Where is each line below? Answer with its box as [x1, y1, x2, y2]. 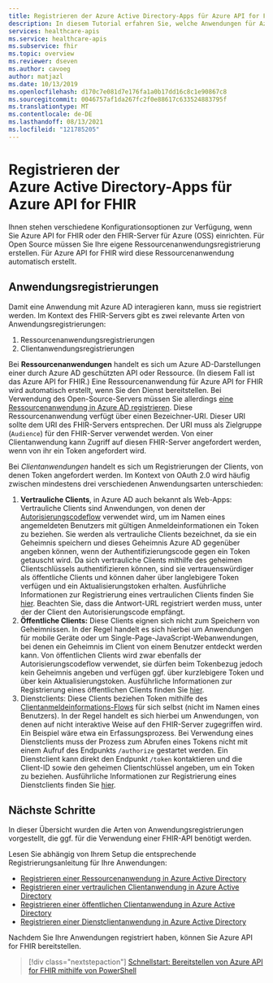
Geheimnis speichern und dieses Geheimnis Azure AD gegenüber [19, 538, 240, 548]
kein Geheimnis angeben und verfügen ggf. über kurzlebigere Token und [19, 667, 264, 677]
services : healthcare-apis [8, 27, 100, 35]
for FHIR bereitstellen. [8, 941, 81, 951]
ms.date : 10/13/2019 [8, 80, 79, 88]
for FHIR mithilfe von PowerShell [28, 966, 136, 976]
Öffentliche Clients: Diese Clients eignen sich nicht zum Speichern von [19, 615, 260, 625]
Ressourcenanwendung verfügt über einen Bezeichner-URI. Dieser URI [8, 411, 246, 421]
